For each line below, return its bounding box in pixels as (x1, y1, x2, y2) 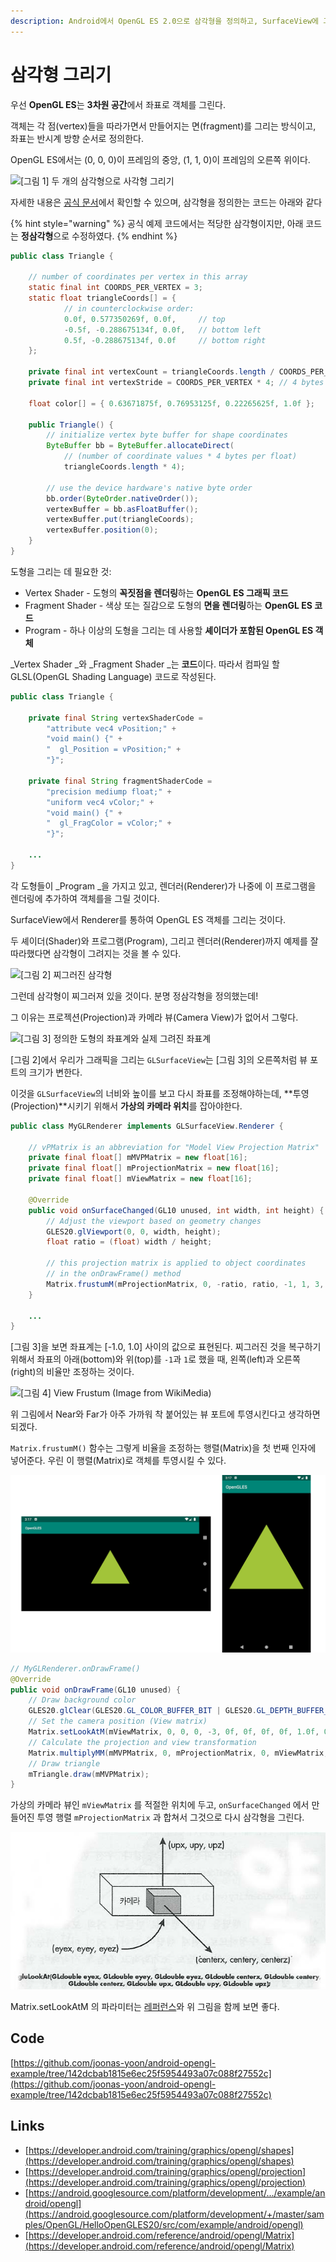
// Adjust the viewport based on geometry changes (46, 1216, 262, 1226)
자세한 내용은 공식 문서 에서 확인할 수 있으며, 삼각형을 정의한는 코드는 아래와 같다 (10, 196, 323, 208)
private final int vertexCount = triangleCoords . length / (28, 367, 275, 377)
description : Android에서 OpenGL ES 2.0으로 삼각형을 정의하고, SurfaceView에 (10, 16, 320, 26)
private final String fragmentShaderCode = (28, 776, 213, 786)
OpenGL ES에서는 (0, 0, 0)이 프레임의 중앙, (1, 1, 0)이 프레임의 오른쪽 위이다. (10, 153, 311, 165)
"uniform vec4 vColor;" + (46, 797, 155, 807)
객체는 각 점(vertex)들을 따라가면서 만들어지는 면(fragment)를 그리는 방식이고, (10, 120, 317, 132)
